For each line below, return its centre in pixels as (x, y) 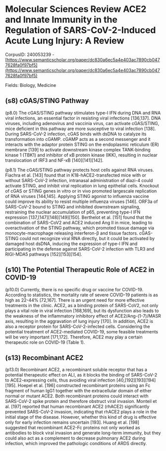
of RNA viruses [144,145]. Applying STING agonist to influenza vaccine (77, 196)
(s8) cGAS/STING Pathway (47, 101)
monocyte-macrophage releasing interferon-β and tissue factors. (72, 233)
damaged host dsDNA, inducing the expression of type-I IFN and (71, 244)
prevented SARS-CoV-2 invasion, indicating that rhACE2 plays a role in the (81, 412)
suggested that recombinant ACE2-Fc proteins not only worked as (73, 428)
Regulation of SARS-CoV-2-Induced (81, 30)
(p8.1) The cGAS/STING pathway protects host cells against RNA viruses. (80, 170)
